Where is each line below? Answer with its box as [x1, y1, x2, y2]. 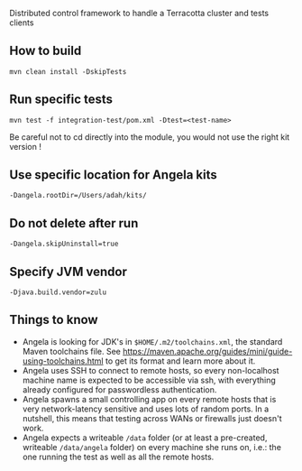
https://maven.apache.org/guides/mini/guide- [123, 346, 293, 356]
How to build [9, 43, 82, 59]
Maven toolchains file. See [22, 346, 122, 356]
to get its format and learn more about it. [105, 356, 256, 366]
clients [9, 17, 34, 28]
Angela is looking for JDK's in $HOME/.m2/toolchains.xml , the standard [22, 336, 283, 346]
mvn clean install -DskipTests [9, 67, 127, 76]
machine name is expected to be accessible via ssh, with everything [22, 374, 277, 385]
